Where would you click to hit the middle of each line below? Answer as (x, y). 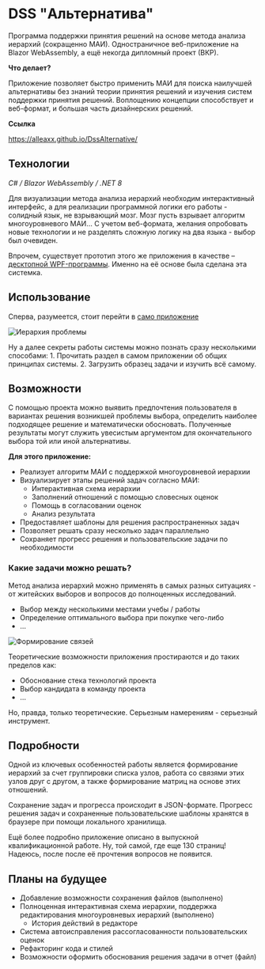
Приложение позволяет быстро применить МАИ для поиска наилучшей (130, 83)
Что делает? (30, 67)
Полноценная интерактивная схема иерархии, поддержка (118, 907)
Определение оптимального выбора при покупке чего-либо (121, 617)
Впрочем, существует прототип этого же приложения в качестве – (122, 255)
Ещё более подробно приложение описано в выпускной (104, 837)
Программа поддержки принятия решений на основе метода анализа (127, 36)
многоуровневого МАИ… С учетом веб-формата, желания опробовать (128, 223)
